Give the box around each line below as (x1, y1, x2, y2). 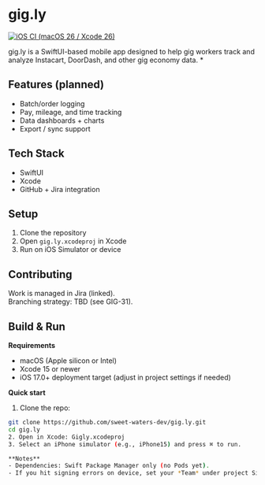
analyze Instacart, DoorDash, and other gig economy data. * (8, 55, 203, 65)
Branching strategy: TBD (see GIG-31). (8, 297, 133, 306)
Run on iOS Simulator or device (19, 245, 121, 254)
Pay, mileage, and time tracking (19, 107, 122, 117)
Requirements (8, 341, 56, 350)
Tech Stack (8, 147, 65, 161)
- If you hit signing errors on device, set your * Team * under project (8, 469, 248, 477)
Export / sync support (19, 124, 91, 133)
